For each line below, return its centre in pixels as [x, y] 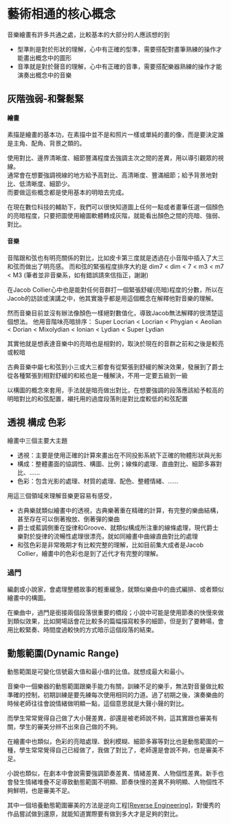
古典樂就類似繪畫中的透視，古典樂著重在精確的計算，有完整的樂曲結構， [119, 510]
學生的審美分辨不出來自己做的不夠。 [70, 726]
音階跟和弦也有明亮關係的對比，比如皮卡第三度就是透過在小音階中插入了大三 [115, 258]
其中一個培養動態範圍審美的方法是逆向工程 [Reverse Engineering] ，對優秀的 [114, 805]
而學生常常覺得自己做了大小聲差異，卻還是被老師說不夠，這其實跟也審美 [109, 718]
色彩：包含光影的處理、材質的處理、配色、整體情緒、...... [98, 481]
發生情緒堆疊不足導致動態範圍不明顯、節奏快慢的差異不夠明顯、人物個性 [115, 782]
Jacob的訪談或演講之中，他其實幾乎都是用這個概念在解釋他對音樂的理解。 [112, 298]
